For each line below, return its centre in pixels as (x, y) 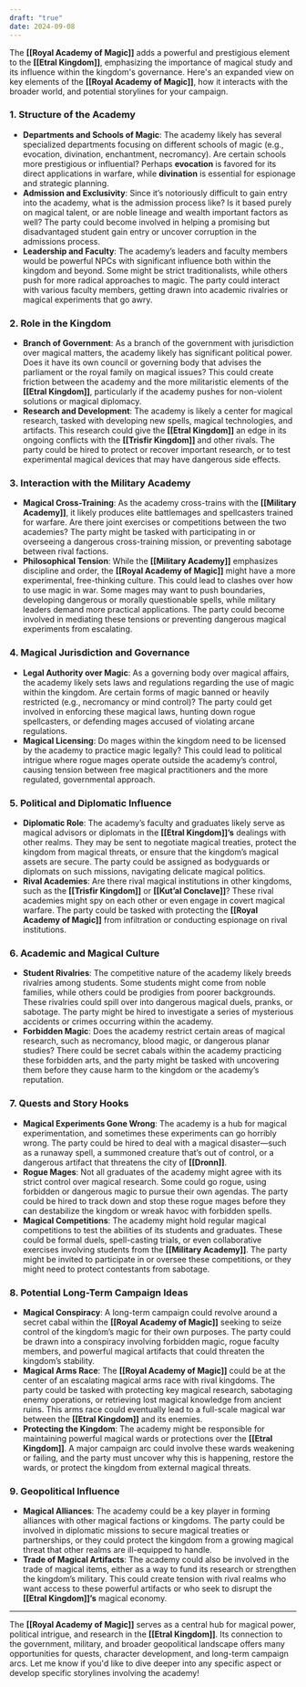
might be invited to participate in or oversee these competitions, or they (157, 1259)
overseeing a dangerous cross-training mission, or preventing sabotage (157, 542)
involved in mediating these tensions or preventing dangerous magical (154, 619)
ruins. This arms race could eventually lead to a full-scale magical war (154, 1409)
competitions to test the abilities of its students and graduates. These (153, 1230)
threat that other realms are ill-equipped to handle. (117, 1550)
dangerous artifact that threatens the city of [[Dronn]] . (125, 1162)
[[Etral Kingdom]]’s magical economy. (95, 1598)
